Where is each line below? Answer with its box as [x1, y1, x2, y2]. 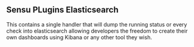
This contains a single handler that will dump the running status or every [6, 20, 187, 28]
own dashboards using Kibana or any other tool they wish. [6, 33, 152, 41]
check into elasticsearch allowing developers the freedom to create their [6, 27, 188, 34]
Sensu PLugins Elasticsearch [6, 5, 119, 15]
